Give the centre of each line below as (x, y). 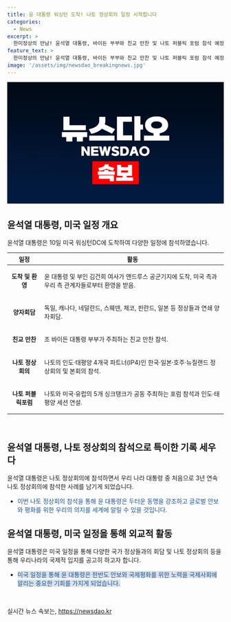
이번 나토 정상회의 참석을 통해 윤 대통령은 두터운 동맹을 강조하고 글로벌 (111, 501)
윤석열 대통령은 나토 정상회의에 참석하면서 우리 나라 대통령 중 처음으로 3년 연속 (112, 478)
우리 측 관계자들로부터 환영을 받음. (90, 285)
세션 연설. (69, 402)
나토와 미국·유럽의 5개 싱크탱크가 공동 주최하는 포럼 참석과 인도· (129, 393)
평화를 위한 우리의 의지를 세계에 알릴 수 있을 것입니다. (96, 510)
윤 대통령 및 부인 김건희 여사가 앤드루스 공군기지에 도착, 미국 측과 (131, 276)
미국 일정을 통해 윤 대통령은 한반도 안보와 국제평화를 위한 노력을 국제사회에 (117, 575)
